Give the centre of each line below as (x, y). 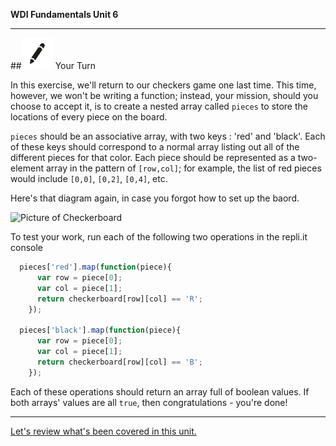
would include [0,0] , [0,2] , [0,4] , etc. (89, 178)
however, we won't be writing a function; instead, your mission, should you (164, 95)
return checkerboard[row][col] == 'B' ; (119, 362)
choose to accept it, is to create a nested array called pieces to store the (159, 106)
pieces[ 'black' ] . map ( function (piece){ (100, 330)
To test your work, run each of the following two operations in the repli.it (159, 237)
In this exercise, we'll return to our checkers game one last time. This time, (163, 85)
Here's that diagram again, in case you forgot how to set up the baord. (155, 198)
